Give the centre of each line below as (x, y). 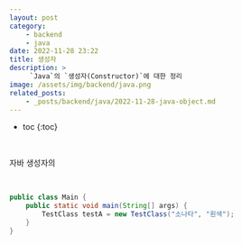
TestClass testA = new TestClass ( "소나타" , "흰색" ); (138, 214)
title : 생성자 (33, 59)
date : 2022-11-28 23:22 (54, 51)
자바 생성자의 (33, 163)
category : (28, 26)
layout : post (34, 18)
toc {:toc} (40, 127)
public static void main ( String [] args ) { (107, 206)
